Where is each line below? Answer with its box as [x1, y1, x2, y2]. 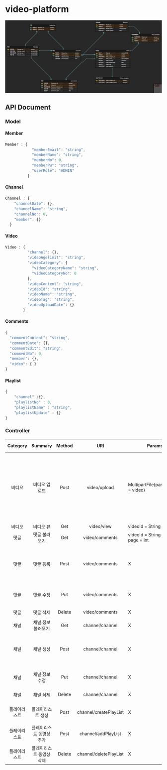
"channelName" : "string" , [14, 206, 68, 211]
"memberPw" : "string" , [31, 163, 79, 168]
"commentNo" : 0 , [9, 351, 43, 356]
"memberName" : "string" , [31, 152, 83, 157]
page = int [128, 537, 149, 543]
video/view [89, 523, 112, 529]
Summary [31, 442, 52, 449]
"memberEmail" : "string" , [31, 147, 85, 152]
